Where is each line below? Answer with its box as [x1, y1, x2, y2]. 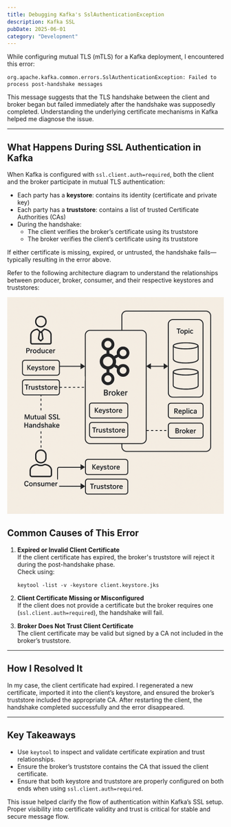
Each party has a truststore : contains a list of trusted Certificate [16, 206, 199, 214]
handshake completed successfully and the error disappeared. [7, 702, 185, 711]
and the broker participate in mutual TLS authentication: [7, 178, 166, 186]
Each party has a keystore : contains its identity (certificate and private [16, 191, 218, 200]
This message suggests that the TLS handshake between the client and [7, 93, 210, 101]
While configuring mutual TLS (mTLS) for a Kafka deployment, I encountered [7, 52, 224, 61]
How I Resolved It [7, 663, 83, 674]
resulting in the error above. [32, 255, 111, 264]
